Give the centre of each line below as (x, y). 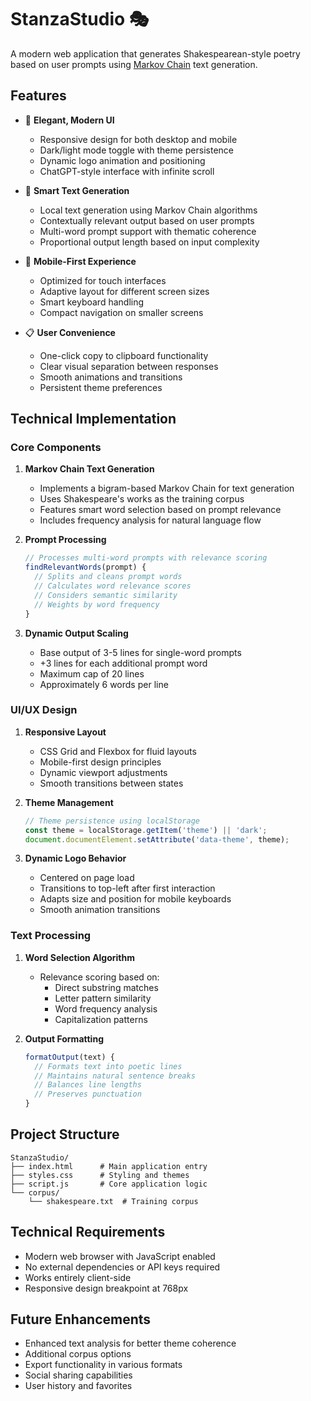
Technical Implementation (93, 419)
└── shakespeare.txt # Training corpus (113, 1201)
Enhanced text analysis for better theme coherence (130, 1343)
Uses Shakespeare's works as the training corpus (142, 499)
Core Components (56, 448)
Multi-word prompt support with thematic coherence (148, 231)
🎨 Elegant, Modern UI (69, 120)
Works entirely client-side (78, 1277)
